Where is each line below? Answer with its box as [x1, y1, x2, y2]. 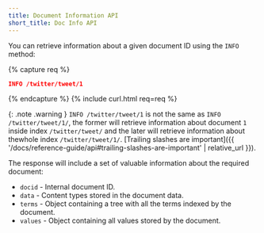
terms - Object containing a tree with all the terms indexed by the [19, 199, 232, 208]
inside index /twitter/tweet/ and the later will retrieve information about [8, 126, 246, 136]
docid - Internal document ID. [19, 182, 116, 192]
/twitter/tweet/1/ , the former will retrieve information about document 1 [8, 118, 247, 128]
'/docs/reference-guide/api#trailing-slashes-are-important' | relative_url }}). [8, 143, 256, 153]
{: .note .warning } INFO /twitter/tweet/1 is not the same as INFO [8, 109, 221, 119]
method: [8, 49, 36, 59]
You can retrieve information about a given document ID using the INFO [8, 40, 239, 50]
